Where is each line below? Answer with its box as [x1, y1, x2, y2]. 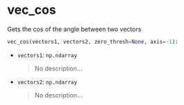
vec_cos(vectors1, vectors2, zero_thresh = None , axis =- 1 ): [7, 38, 178, 45]
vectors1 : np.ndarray [17, 50, 78, 59]
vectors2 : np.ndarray [17, 77, 78, 86]
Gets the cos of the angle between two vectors [7, 25, 142, 33]
